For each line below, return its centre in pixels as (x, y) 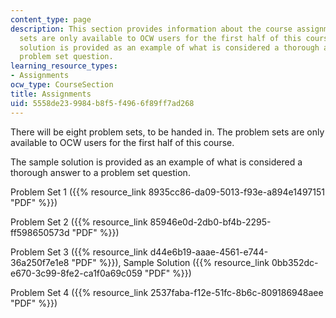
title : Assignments (51, 94)
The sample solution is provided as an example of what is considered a (156, 162)
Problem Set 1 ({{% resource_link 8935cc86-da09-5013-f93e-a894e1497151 (167, 192)
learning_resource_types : (64, 66)
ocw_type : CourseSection (62, 85)
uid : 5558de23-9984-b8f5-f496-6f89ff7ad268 (102, 103)
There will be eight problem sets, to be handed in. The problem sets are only (167, 132)
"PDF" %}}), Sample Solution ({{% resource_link (170, 262)
